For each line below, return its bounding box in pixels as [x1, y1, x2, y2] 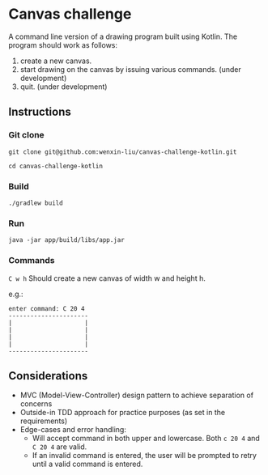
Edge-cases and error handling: [19, 425, 127, 435]
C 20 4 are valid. [32, 442, 87, 452]
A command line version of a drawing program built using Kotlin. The [8, 32, 237, 41]
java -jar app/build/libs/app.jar [8, 236, 125, 244]
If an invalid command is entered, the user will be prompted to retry [32, 451, 257, 460]
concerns [19, 399, 53, 409]
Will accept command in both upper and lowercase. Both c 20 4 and [32, 434, 261, 443]
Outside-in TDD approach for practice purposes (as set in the [19, 408, 225, 418]
